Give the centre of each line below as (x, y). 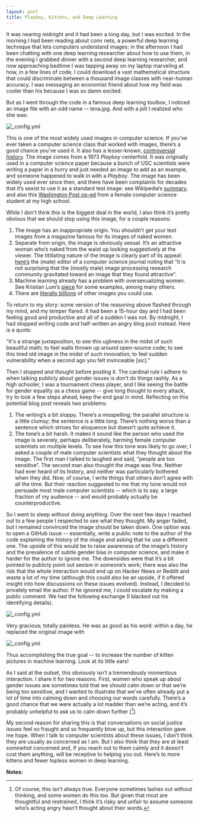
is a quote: (19, 330)
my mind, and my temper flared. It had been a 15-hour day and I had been (96, 311)
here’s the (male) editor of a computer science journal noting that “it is (100, 261)
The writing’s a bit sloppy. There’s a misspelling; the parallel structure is (102, 414)
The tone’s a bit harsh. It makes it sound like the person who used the (99, 433)
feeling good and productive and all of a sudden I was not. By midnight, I (95, 317)
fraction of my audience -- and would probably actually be (86, 496)
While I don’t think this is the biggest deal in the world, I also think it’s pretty (98, 212)
